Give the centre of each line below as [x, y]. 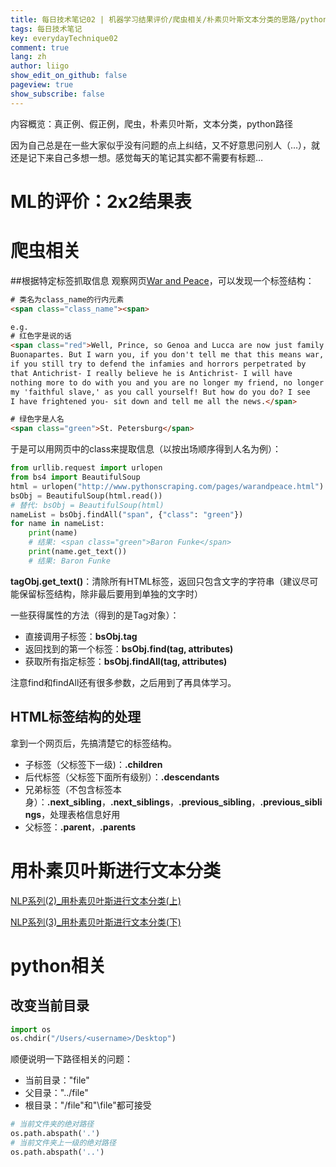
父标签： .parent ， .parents [80, 827]
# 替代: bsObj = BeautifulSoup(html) [87, 505]
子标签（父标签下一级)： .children [93, 764]
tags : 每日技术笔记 [46, 29]
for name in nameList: [57, 524]
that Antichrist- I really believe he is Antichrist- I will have [151, 373]
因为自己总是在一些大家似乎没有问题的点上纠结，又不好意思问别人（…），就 [165, 145]
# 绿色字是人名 [37, 419]
